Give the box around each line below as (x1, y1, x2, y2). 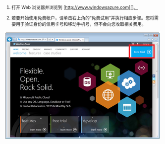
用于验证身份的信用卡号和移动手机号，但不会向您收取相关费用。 (15, 21, 146, 27)
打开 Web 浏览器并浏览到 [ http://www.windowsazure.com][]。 (11, 4, 138, 10)
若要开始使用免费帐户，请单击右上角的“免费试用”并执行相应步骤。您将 (11, 15, 155, 21)
